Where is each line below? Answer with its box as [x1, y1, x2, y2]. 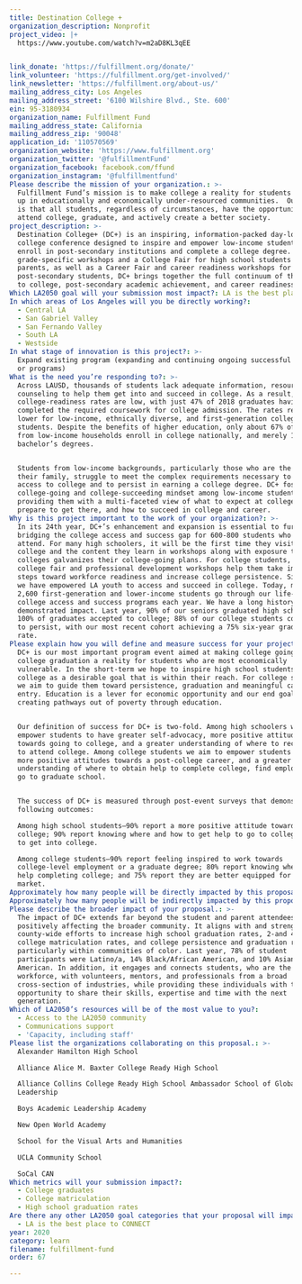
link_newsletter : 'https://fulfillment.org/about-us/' [9, 79, 219, 88]
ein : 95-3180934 [9, 105, 70, 114]
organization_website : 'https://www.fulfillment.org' [9, 146, 216, 156]
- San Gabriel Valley [17, 314, 99, 323]
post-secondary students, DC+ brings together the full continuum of [17, 272, 283, 281]
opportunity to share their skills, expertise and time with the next [17, 988, 288, 997]
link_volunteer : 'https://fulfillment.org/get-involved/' [9, 71, 231, 80]
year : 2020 [9, 1227, 50, 1237]
